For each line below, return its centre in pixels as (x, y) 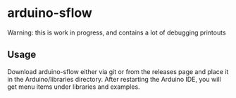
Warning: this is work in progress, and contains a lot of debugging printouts (117, 32)
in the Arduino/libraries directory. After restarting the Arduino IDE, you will (114, 79)
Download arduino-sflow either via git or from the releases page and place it (118, 71)
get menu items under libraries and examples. (74, 87)
